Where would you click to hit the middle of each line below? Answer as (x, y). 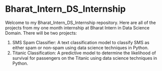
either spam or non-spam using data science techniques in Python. (80, 47)
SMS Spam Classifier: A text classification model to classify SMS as (81, 42)
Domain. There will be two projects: (41, 33)
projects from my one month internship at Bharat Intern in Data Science (77, 27)
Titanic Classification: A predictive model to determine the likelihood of (84, 53)
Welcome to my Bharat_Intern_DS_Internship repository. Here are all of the (81, 23)
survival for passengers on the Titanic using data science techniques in (85, 58)
